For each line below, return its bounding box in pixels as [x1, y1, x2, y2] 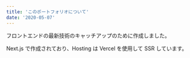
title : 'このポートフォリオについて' [6, 8, 89, 15]
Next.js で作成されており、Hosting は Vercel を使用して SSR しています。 [6, 45, 188, 52]
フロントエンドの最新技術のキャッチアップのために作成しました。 [6, 31, 170, 39]
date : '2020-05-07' [6, 14, 55, 21]
